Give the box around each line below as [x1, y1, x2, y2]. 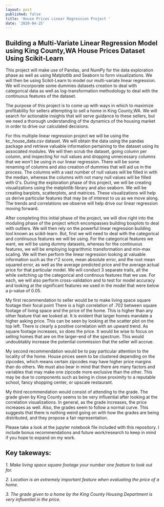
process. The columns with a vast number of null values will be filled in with [5, 169, 158, 175]
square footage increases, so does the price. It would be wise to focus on [5, 329, 153, 334]
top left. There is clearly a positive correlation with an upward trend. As [5, 323, 148, 329]
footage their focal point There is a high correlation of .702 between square [5, 303, 157, 309]
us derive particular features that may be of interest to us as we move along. [5, 195, 159, 201]
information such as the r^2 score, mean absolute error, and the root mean [5, 257, 155, 263]
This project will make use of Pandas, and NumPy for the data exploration [5, 67, 153, 73]
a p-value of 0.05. [5, 288, 41, 294]
